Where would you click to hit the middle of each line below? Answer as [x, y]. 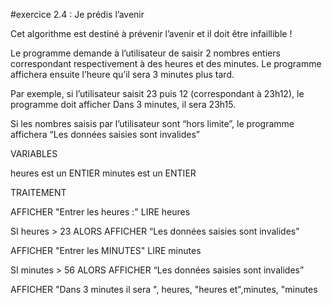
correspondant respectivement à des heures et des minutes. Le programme [166, 63]
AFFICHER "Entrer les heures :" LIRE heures [100, 212]
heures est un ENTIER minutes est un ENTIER [103, 173]
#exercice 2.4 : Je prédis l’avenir [77, 14]
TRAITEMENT [38, 192]
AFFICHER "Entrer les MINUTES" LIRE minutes [106, 250]
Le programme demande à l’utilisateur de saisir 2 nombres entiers [145, 53]
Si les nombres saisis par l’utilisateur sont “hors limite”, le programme [152, 123]
